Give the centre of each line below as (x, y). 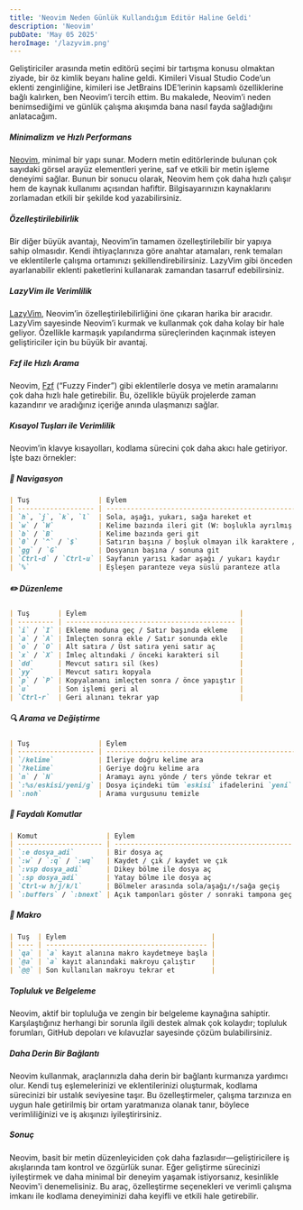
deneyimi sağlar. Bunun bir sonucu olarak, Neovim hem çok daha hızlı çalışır (150, 179)
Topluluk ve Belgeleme (53, 990)
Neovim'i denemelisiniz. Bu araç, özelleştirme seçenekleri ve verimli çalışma (151, 1186)
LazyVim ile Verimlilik (51, 290)
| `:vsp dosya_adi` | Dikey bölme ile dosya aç (110, 870)
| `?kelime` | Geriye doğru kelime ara (105, 769)
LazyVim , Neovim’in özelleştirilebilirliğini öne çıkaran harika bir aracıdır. (141, 314)
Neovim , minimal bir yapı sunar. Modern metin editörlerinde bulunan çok (143, 160)
